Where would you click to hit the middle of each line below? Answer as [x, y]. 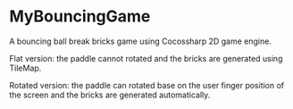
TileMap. [25, 68]
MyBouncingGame [80, 17]
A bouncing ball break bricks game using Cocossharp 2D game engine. [141, 41]
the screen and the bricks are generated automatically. [110, 95]
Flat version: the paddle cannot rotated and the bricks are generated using [146, 58]
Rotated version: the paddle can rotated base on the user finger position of [147, 85]
